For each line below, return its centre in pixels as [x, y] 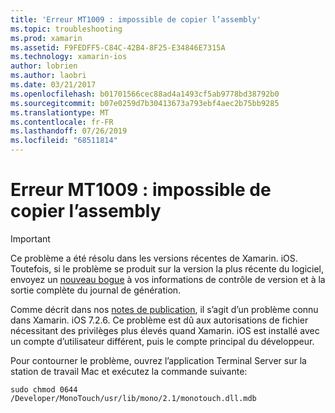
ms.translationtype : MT [60, 112]
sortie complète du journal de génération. [96, 290]
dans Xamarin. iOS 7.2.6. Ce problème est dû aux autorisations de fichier [159, 320]
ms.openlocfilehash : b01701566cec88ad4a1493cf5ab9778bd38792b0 [145, 94]
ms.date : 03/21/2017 [53, 85]
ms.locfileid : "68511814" [64, 141]
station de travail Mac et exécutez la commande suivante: [129, 371]
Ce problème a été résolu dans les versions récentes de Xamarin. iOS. [154, 258]
